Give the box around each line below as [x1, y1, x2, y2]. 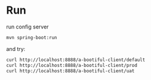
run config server [6, 23, 49, 30]
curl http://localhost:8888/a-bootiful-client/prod [6, 62, 137, 68]
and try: [6, 45, 26, 52]
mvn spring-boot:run [6, 34, 58, 40]
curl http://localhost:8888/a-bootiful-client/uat [6, 68, 135, 74]
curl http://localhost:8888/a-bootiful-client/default [6, 57, 146, 63]
